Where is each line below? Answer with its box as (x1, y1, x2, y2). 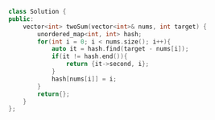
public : (8, 14, 35, 23)
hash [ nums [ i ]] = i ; (51, 75, 117, 83)
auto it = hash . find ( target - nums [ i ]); (51, 45, 189, 53)
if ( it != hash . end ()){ (51, 52, 128, 60)
